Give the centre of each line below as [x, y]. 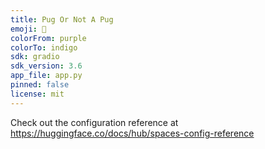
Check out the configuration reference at [94, 122]
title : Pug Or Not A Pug [62, 19]
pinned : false [40, 85]
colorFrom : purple [48, 38]
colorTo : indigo [44, 47]
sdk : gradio [35, 57]
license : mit [37, 94]
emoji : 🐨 [28, 29]
